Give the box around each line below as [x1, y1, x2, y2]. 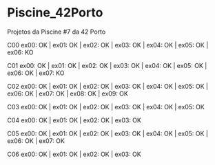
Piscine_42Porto [7, 5, 103, 21]
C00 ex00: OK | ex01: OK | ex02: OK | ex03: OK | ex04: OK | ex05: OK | [7, 41, 209, 49]
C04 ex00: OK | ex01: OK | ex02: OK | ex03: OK [7, 115, 141, 124]
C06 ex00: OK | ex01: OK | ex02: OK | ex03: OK [7, 150, 141, 158]
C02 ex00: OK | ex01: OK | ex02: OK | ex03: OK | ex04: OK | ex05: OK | [7, 82, 209, 90]
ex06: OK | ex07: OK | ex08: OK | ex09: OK [7, 89, 129, 98]
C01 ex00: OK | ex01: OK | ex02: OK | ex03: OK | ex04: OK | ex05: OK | [7, 61, 207, 69]
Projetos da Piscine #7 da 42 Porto [7, 27, 106, 36]
